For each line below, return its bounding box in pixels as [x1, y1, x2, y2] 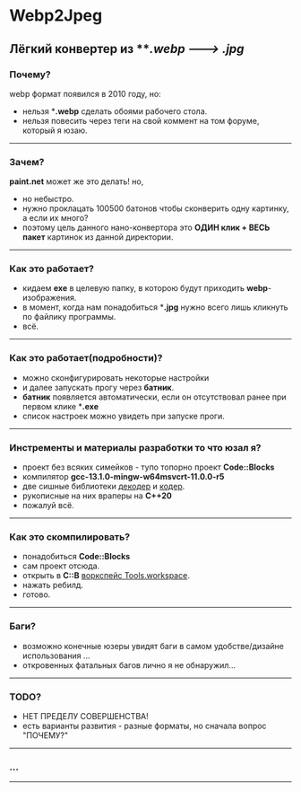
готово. [21, 589, 51, 600]
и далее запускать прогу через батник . [21, 382, 175, 392]
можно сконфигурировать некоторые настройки [21, 372, 210, 383]
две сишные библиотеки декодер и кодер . [21, 481, 185, 492]
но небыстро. [21, 194, 74, 205]
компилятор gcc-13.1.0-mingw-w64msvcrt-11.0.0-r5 [21, 471, 225, 482]
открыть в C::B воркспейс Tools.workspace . [21, 570, 190, 581]
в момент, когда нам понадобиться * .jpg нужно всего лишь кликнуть [21, 302, 288, 312]
